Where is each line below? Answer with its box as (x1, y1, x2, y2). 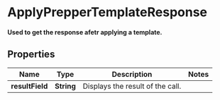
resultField (11, 81, 48, 91)
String (54, 81, 77, 91)
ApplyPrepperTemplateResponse (7, 4, 208, 20)
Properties (7, 49, 55, 61)
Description (111, 69, 153, 79)
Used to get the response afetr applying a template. (7, 27, 163, 36)
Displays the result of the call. (82, 81, 182, 91)
